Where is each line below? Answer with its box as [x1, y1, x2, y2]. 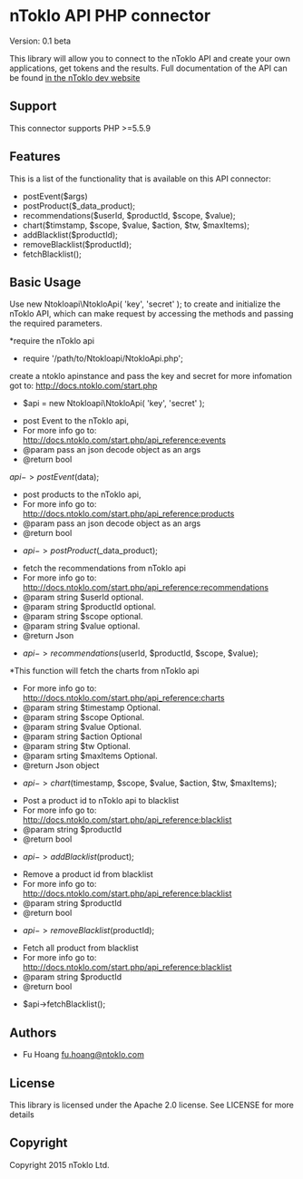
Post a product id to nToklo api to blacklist [22, 795, 180, 806]
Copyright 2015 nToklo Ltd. [9, 1159, 110, 1170]
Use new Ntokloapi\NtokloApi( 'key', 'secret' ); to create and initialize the [9, 298, 281, 309]
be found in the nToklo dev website [9, 72, 141, 83]
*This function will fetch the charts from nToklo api [9, 666, 200, 677]
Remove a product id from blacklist [22, 869, 153, 880]
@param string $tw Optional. [22, 741, 132, 752]
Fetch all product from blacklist [22, 942, 139, 953]
